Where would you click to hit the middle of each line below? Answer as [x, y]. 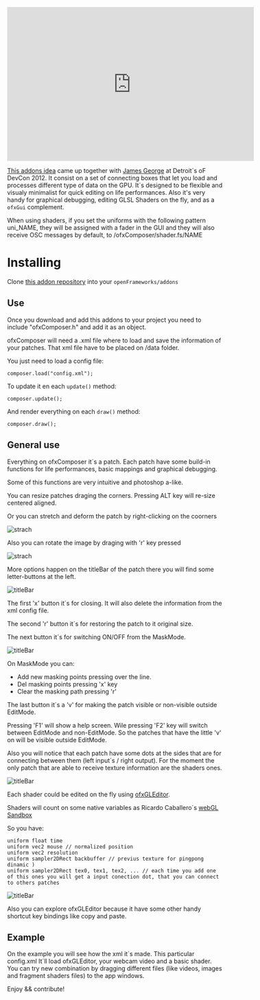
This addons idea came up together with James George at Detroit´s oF [107, 170]
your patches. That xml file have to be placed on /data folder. [93, 347]
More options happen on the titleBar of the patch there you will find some [110, 569]
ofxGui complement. [36, 207]
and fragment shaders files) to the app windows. [76, 976]
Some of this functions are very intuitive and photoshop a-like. [95, 482]
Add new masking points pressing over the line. [84, 677]
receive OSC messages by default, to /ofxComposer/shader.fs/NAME [105, 235]
